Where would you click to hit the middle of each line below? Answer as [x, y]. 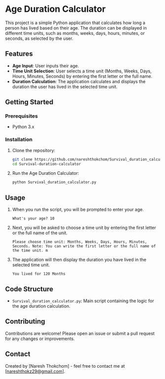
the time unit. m [30, 251]
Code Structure [29, 289]
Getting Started [29, 102]
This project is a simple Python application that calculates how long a [75, 23]
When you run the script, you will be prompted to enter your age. [78, 210]
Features [19, 54]
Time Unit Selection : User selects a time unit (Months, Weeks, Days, [82, 71]
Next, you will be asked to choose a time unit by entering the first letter [84, 228]
